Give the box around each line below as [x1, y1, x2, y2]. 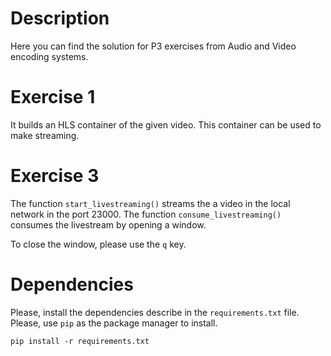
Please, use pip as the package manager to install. [10, 317, 218, 329]
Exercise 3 [10, 165, 100, 187]
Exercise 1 [10, 86, 96, 109]
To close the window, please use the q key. [10, 238, 187, 250]
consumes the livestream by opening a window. [10, 218, 207, 231]
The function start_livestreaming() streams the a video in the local [10, 197, 291, 209]
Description [10, 7, 110, 30]
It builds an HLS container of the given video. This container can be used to [10, 118, 322, 131]
